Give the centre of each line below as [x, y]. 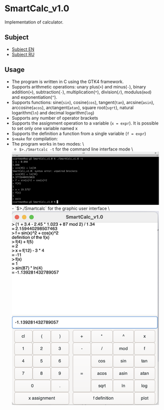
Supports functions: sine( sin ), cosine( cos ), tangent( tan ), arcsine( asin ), [83, 102]
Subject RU [23, 54]
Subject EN [23, 49]
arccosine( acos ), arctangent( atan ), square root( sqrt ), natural [73, 108]
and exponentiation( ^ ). [34, 97]
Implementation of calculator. [34, 22]
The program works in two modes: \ [48, 144]
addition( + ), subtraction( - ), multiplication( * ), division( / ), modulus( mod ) [82, 92]
